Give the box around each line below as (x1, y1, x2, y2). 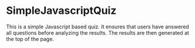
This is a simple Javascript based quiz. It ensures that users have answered (6, 23, 189, 30)
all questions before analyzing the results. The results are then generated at (6, 29, 190, 36)
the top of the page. (6, 35, 55, 42)
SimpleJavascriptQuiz (6, 4, 117, 17)
